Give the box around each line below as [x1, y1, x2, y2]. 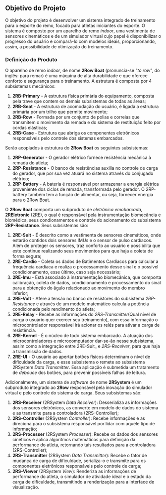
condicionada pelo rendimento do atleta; [12, 306, 95, 312]
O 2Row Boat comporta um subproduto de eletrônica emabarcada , [5, 207, 143, 213]
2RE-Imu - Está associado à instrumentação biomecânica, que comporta [12, 274, 162, 280]
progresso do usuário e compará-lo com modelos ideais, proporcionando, [5, 38, 156, 44]
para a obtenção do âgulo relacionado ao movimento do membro [12, 285, 145, 291]
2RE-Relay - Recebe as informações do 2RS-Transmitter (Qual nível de [12, 311, 157, 318]
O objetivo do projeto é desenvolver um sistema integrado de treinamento [5, 17, 156, 23]
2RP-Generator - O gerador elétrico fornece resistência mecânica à [12, 154, 151, 161]
